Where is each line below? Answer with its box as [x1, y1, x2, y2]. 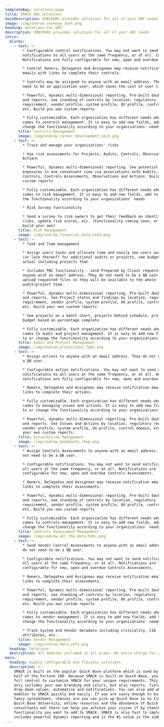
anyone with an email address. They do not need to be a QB [22, 273, 147, 278]
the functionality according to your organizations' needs [22, 196, 145, 201]
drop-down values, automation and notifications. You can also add [14, 687, 154, 692]
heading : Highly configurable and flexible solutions [9, 660, 121, 665]
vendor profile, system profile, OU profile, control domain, [22, 425, 152, 431]
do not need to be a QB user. [22, 547, 84, 552]
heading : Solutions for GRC [5, 25, 62, 30]
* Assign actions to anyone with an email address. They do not [22, 354, 156, 359]
